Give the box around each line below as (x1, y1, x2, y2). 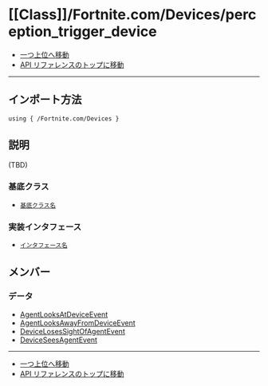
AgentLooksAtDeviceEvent (19, 309, 108, 319)
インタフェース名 (19, 242, 68, 250)
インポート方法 (8, 93, 82, 107)
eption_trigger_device (8, 22, 157, 41)
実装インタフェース (8, 221, 82, 232)
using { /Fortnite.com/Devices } (8, 114, 120, 123)
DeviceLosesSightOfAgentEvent (19, 326, 125, 336)
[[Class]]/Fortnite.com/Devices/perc (8, 6, 257, 24)
